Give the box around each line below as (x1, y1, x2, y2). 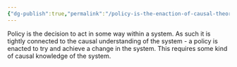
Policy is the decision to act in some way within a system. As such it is (7, 29, 211, 38)
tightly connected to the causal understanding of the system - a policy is (7, 36, 219, 45)
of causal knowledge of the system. (7, 52, 111, 60)
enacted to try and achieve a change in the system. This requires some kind (7, 44, 228, 52)
